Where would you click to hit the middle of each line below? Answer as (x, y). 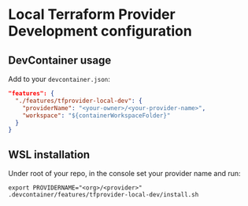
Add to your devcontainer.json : (59, 79)
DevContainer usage (60, 60)
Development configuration (100, 31)
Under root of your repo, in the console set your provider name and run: (125, 174)
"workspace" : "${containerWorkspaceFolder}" (96, 116)
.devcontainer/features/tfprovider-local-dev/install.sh (104, 195)
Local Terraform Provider (92, 15)
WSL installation (49, 154)
